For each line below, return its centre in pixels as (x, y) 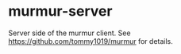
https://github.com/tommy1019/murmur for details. (90, 41)
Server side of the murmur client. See (69, 33)
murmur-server (60, 11)
